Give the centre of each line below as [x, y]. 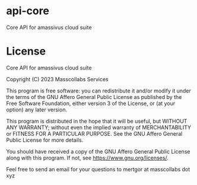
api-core [28, 11]
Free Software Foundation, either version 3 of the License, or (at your [91, 103]
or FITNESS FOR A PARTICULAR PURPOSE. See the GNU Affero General [94, 133]
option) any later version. [36, 109]
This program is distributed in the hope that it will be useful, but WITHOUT [97, 121]
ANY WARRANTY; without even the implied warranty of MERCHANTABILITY [99, 127]
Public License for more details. [45, 140]
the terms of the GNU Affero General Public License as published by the [94, 97]
